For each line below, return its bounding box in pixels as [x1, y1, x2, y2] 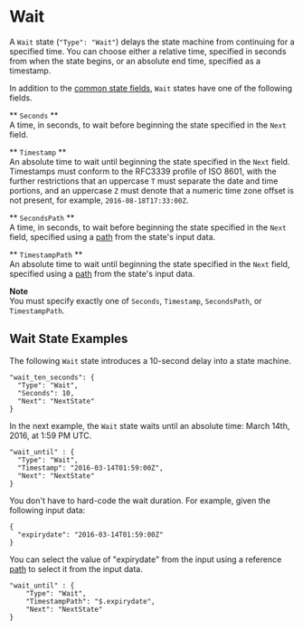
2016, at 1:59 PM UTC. [9, 430, 92, 441]
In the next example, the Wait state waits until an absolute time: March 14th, [9, 420, 290, 431]
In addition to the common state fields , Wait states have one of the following [9, 82, 292, 93]
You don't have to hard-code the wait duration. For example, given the [9, 495, 271, 506]
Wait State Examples [9, 331, 128, 347]
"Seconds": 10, [17, 388, 75, 397]
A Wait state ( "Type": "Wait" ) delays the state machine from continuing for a [9, 36, 295, 47]
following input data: [9, 504, 86, 515]
